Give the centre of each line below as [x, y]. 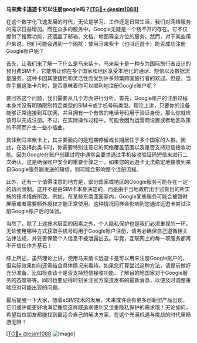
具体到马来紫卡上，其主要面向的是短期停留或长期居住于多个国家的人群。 [93, 140]
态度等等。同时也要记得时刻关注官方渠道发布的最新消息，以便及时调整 [101, 280]
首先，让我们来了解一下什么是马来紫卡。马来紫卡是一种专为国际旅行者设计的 [98, 63]
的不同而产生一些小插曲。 [37, 127]
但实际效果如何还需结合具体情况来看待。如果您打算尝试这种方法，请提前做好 [98, 265]
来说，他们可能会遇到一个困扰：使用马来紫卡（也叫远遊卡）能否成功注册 [98, 44]
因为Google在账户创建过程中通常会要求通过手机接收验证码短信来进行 [99, 154]
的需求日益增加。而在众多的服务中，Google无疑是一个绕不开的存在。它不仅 [97, 29]
